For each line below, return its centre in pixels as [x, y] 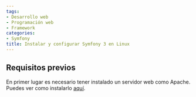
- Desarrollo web [27, 17]
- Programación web [30, 22]
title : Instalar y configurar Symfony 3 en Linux [68, 44]
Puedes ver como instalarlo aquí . [46, 88]
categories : [21, 33]
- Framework [21, 28]
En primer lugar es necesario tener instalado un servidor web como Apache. [98, 82]
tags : [13, 11]
